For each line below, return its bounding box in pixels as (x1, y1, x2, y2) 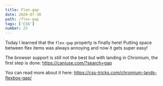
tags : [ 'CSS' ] (5, 21, 35, 26)
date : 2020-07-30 (5, 12, 41, 17)
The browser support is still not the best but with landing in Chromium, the (5, 54, 158, 60)
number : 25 (5, 26, 28, 31)
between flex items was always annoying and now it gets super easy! (5, 45, 148, 51)
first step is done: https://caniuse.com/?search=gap (5, 60, 112, 66)
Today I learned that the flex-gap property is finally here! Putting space (5, 39, 152, 45)
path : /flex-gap (5, 16, 39, 21)
